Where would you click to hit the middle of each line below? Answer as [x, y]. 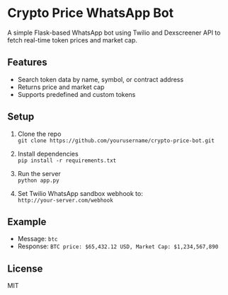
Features [27, 63]
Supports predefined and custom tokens [76, 94]
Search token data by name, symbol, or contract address [101, 79]
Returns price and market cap [61, 87]
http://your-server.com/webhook [65, 200]
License [25, 268]
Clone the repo [39, 134]
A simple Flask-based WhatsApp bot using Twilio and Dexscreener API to [114, 33]
